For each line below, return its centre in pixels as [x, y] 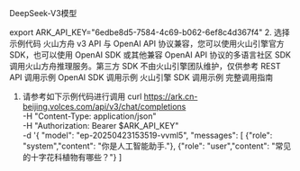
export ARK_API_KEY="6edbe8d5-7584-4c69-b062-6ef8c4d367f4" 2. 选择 [150, 32]
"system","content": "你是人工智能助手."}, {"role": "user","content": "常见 [156, 146]
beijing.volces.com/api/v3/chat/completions [104, 107]
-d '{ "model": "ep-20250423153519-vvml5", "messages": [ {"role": [147, 135]
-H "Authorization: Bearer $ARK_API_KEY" [100, 126]
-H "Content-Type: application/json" [89, 116]
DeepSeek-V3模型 [43, 13]
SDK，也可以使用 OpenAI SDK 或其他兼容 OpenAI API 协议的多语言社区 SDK [150, 55]
